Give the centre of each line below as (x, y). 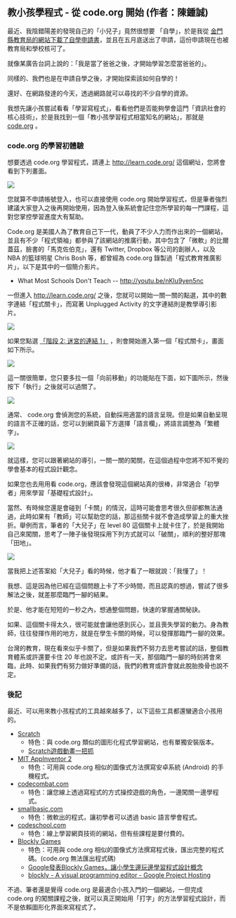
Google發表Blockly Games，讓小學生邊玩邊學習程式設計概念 (115, 867)
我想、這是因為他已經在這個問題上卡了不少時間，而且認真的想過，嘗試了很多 (118, 586)
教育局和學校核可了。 (38, 48)
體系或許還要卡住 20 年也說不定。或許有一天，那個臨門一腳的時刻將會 (114, 657)
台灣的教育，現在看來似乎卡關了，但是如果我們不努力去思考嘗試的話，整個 (115, 648)
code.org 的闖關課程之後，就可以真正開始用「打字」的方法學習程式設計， (113, 898)
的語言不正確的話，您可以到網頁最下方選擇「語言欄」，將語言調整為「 (107, 424)
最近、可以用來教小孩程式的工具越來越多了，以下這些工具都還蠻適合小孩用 (115, 711)
